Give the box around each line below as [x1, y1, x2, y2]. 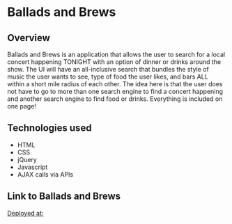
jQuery [17, 155, 37, 163]
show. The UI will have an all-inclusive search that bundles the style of [7, 65, 209, 73]
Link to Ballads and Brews [7, 191, 121, 202]
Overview [7, 32, 51, 44]
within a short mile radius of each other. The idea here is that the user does [7, 80, 223, 88]
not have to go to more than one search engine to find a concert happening [7, 88, 224, 95]
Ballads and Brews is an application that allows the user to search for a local [7, 50, 225, 58]
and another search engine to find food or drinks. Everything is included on [7, 95, 223, 103]
